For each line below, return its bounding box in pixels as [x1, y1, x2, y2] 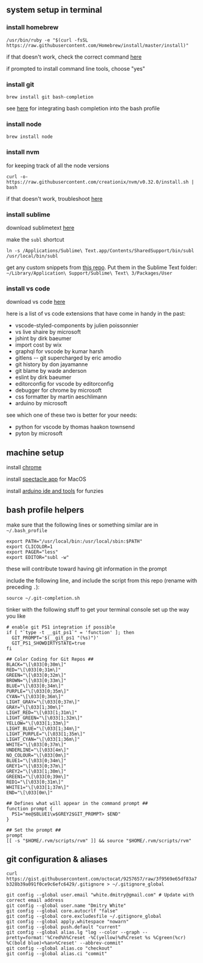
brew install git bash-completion [6, 94, 94, 100]
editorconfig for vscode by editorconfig [15, 380, 114, 388]
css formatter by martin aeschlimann [15, 393, 108, 400]
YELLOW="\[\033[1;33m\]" [6, 720, 69, 726]
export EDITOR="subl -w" [6, 554, 69, 560]
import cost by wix [15, 341, 62, 348]
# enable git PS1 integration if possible [6, 624, 115, 630]
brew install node [6, 134, 53, 140]
